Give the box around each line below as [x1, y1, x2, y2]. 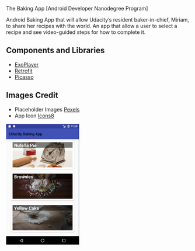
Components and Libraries [6, 46, 105, 55]
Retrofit [14, 67, 33, 74]
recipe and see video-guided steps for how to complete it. [6, 29, 146, 36]
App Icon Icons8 [14, 112, 54, 119]
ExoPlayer [14, 61, 39, 68]
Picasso [14, 73, 34, 81]
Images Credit [6, 90, 58, 100]
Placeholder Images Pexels [14, 106, 80, 113]
